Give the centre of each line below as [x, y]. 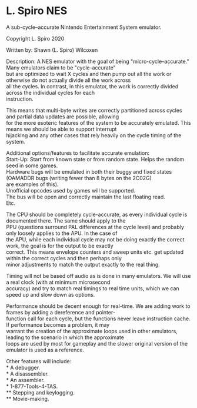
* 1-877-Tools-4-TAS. [32, 386]
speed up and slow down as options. [51, 294]
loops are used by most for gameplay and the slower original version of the [97, 343]
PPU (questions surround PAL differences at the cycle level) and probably [95, 227]
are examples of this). [32, 184]
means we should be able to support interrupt [61, 129]
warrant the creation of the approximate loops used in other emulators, [92, 331]
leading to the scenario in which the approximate [65, 337]
